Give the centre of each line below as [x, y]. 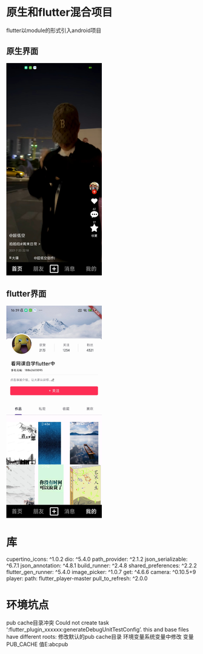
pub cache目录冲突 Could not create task [58, 623]
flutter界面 [26, 294]
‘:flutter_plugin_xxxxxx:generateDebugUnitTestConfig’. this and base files [98, 630]
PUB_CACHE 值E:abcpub [37, 644]
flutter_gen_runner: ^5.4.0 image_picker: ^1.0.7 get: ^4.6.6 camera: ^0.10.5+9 [101, 572]
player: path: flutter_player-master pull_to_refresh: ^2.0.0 [77, 578]
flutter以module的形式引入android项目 [54, 30]
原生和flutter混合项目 [60, 12]
